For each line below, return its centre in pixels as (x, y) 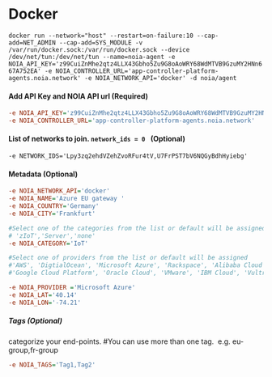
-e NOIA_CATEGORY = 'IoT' (49, 244)
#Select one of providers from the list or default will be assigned (128, 258)
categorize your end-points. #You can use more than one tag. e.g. (119, 341)
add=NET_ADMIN (32, 42)
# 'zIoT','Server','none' (52, 235)
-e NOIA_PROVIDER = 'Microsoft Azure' (72, 288)
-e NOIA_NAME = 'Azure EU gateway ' (67, 199)
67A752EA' (25, 71)
